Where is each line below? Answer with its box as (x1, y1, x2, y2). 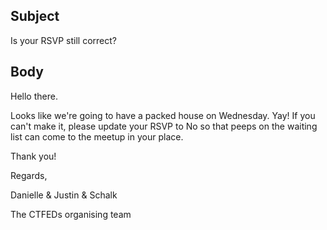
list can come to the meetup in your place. (10, 130, 184, 143)
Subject (10, 8, 60, 25)
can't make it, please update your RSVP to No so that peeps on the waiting (10, 120, 318, 132)
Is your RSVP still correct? (10, 34, 117, 46)
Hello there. (10, 90, 58, 102)
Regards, (10, 169, 48, 181)
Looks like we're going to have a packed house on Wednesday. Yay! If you (10, 109, 316, 121)
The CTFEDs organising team (10, 208, 132, 220)
